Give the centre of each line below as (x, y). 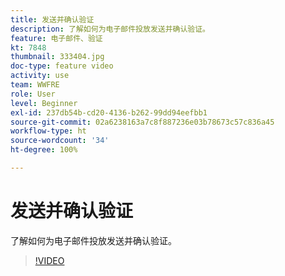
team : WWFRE (35, 85)
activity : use (40, 76)
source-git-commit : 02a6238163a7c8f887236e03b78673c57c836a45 (142, 122)
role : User (33, 94)
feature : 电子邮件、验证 (56, 38)
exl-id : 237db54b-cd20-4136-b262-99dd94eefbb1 (109, 112)
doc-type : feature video (62, 66)
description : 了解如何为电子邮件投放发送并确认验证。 (110, 29)
